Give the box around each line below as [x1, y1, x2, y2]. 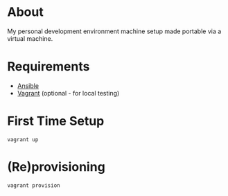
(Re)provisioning [7, 159, 105, 175]
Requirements [7, 59, 90, 75]
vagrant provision [7, 181, 60, 189]
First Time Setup [7, 114, 105, 129]
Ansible [17, 81, 40, 90]
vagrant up [7, 136, 39, 143]
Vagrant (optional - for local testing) [17, 89, 120, 97]
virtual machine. [7, 34, 53, 42]
